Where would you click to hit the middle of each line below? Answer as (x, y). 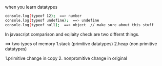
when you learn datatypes (31, 7)
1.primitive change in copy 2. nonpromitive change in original (66, 58)
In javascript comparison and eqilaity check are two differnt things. (72, 34)
